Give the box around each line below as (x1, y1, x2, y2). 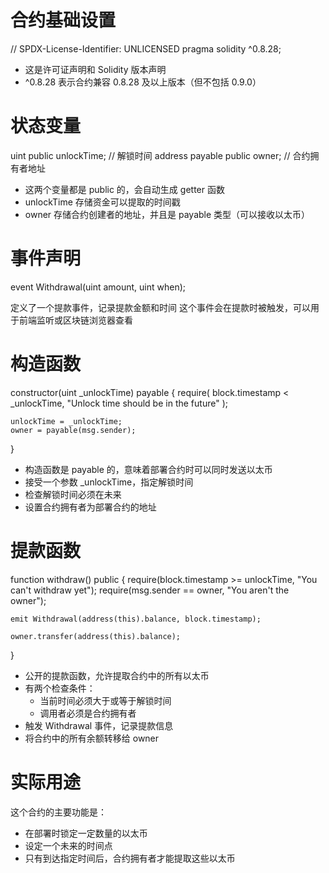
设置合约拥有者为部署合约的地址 (24, 501, 157, 513)
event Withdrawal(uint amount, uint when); (10, 281, 187, 293)
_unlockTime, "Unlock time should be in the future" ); (10, 397, 228, 409)
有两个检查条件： (24, 682, 96, 694)
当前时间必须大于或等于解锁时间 (39, 694, 172, 706)
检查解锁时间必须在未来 (24, 488, 122, 500)
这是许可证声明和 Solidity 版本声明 (24, 63, 167, 75)
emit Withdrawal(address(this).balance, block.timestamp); (10, 614, 262, 624)
